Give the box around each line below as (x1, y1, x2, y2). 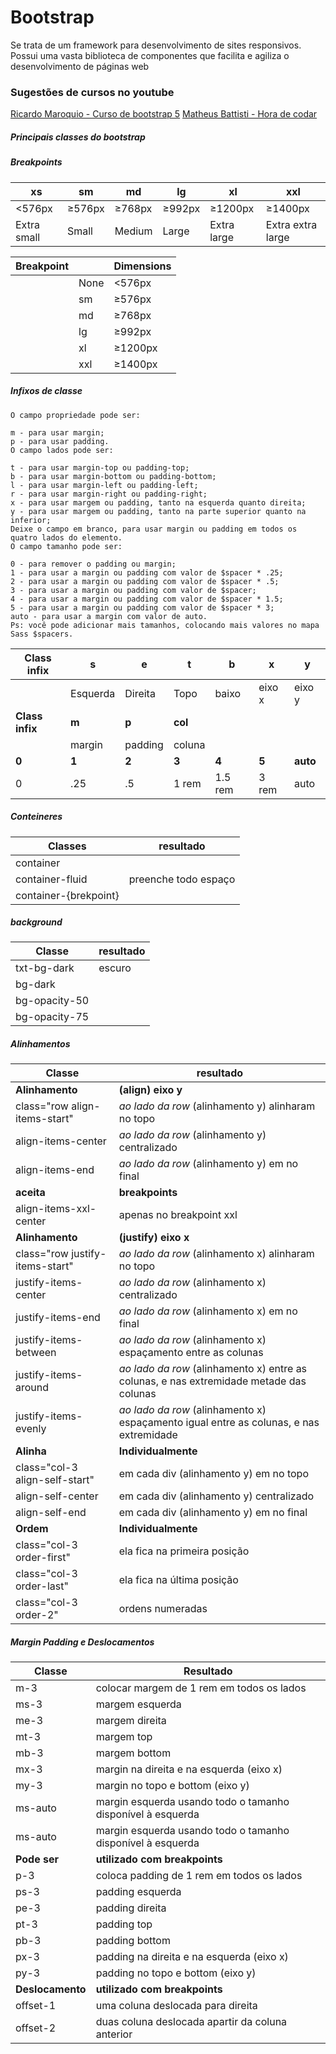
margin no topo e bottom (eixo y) (95, 1779, 250, 1793)
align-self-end (15, 1506, 87, 1520)
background (10, 916, 63, 928)
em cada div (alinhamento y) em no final (118, 1506, 308, 1520)
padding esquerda (95, 1885, 182, 1899)
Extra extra (265, 217, 318, 231)
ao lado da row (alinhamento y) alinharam (118, 1099, 316, 1113)
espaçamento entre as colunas (118, 1346, 264, 1360)
